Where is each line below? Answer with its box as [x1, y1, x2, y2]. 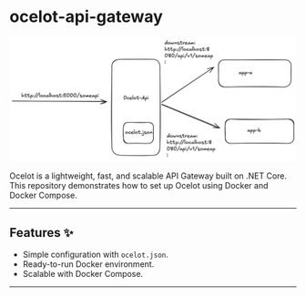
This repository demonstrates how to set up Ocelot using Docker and [9, 180, 269, 191]
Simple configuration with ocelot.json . [22, 249, 168, 261]
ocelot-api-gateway [9, 6, 164, 27]
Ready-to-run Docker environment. [22, 259, 155, 270]
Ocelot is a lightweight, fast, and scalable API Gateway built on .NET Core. [9, 170, 288, 181]
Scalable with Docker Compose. [22, 269, 144, 280]
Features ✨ [9, 225, 74, 241]
